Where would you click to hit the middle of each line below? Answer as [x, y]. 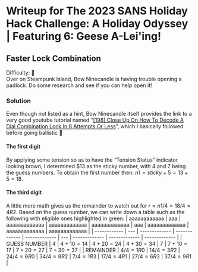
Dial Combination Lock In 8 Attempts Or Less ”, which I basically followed [95, 126]
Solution [19, 101]
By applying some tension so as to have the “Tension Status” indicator [92, 160]
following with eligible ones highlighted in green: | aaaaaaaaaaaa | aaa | [94, 218]
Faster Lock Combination [54, 58]
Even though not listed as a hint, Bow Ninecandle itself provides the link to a [99, 114]
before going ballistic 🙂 [34, 133]
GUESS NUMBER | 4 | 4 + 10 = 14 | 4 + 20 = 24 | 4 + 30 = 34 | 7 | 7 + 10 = [97, 243]
